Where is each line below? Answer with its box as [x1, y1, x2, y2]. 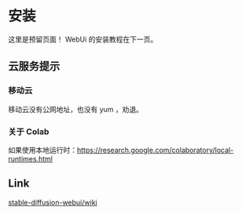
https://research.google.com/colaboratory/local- [77, 145, 234, 154]
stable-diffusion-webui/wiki [8, 198, 97, 207]
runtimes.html [8, 154, 53, 163]
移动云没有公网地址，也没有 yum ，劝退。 [8, 104, 144, 114]
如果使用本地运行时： [8, 145, 77, 154]
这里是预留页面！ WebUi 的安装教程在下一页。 [8, 34, 158, 44]
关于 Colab [8, 126, 49, 137]
